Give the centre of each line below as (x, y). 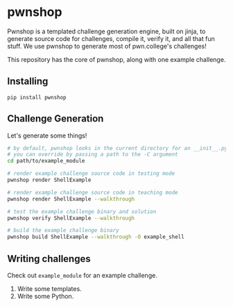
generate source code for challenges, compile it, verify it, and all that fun (111, 38)
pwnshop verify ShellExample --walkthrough (71, 218)
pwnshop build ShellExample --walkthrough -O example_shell (96, 237)
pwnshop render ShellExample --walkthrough (71, 199)
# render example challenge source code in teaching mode (93, 192)
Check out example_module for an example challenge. (82, 275)
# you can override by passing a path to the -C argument (93, 155)
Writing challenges (49, 259)
